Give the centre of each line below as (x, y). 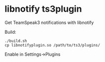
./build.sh (16, 41)
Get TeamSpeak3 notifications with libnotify (49, 22)
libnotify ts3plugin (43, 9)
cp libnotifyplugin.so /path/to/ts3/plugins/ (52, 45)
